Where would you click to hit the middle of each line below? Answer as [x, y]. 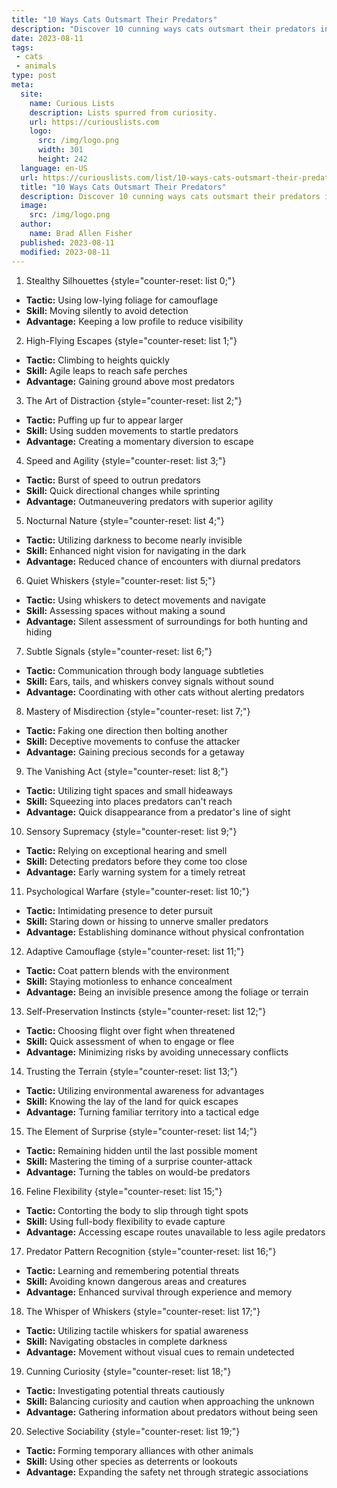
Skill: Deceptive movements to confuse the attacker [133, 741]
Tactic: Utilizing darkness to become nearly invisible [134, 540]
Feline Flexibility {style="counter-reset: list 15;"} [124, 1191]
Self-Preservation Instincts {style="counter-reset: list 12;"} [146, 1011]
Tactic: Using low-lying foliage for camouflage [122, 300]
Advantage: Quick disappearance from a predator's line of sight [158, 812]
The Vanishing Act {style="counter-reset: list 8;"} [127, 771]
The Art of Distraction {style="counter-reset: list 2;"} [134, 400]
